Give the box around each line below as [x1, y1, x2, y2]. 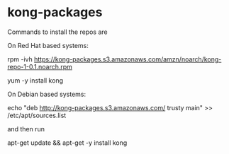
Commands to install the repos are [7, 28, 108, 36]
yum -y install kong [7, 76, 64, 85]
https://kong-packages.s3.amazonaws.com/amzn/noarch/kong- [34, 54, 222, 64]
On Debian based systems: [7, 90, 86, 98]
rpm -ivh [7, 54, 33, 64]
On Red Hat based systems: [7, 41, 89, 49]
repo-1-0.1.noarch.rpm [7, 62, 73, 71]
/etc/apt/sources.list [7, 111, 67, 119]
